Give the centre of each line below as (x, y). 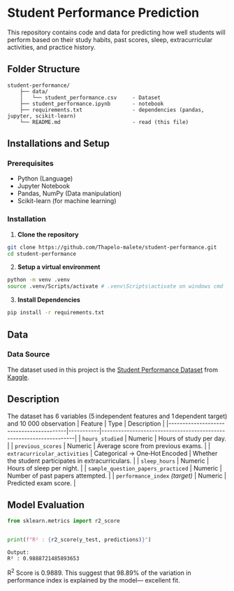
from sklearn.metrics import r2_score (64, 521)
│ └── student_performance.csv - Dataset (90, 97)
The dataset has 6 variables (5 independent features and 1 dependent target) (117, 416)
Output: (19, 552)
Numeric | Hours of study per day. (177, 438)
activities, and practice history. (51, 47)
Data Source (29, 354)
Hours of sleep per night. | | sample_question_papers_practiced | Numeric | (115, 468)
